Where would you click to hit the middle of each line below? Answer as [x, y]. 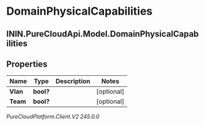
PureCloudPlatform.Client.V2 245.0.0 [53, 117]
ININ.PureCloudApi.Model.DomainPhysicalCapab [102, 34]
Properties [27, 64]
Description [73, 81]
